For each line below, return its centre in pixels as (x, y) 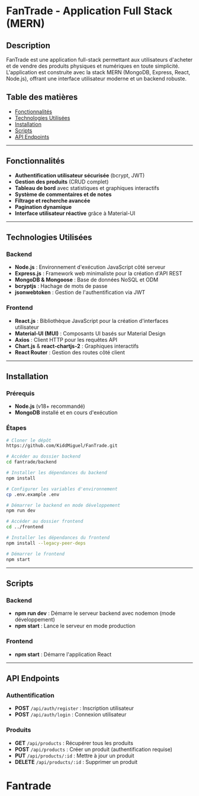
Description (28, 45)
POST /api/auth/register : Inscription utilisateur (74, 708)
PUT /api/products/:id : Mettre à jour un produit (74, 756)
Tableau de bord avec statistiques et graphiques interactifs (87, 188)
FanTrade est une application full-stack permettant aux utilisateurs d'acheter (99, 60)
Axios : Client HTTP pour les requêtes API (66, 340)
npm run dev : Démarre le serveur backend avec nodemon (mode (95, 613)
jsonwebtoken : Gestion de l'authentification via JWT (80, 293)
